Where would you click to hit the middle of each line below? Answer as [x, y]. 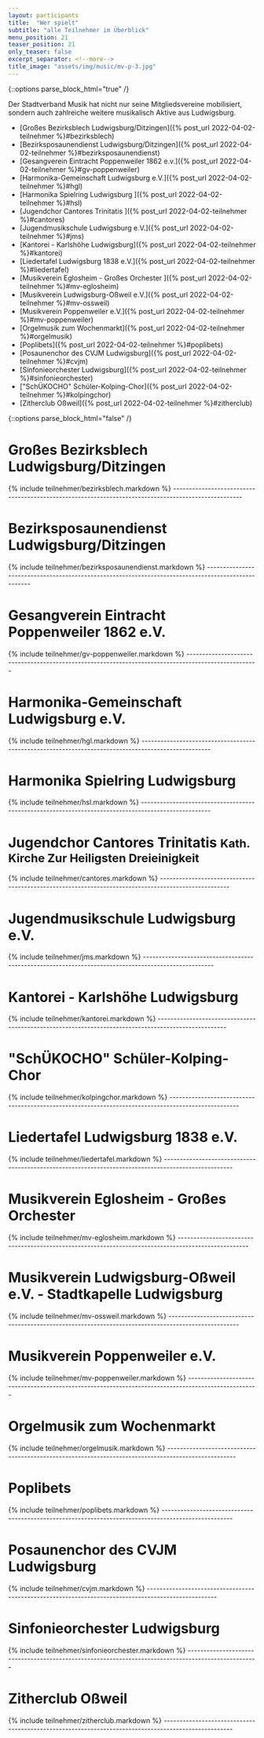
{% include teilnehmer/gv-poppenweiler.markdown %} [96, 653]
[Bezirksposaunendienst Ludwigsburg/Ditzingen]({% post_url [119, 144]
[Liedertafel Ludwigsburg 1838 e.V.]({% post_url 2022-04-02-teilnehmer [137, 261]
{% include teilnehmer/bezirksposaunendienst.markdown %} [107, 567]
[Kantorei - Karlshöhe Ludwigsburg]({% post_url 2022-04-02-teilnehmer [137, 244]
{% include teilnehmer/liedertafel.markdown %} [85, 1159]
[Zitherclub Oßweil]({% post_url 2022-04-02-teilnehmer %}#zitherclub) [136, 403]
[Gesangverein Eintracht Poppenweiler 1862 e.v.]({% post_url [119, 161]
